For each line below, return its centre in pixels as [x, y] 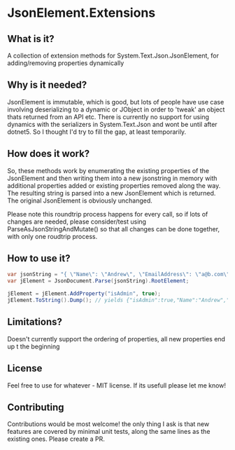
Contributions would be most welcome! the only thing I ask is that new [108, 424]
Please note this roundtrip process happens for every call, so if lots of [108, 214]
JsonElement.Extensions [81, 13]
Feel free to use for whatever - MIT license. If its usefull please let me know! [116, 385]
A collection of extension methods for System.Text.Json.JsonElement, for [113, 55]
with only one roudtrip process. [52, 236]
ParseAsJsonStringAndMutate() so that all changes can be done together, [114, 229]
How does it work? [49, 154]
